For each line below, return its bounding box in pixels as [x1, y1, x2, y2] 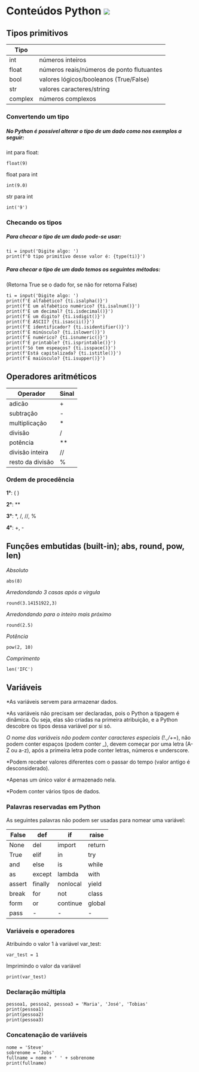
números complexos [39, 94, 97, 103]
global [88, 899, 106, 907]
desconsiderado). [6, 765, 50, 772]
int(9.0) [6, 182, 28, 188]
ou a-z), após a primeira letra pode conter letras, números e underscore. [11, 747, 190, 754]
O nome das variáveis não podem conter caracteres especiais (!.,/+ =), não [6, 734, 191, 741]
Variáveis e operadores [6, 927, 75, 935]
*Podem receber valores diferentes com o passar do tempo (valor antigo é [6, 758, 190, 766]
